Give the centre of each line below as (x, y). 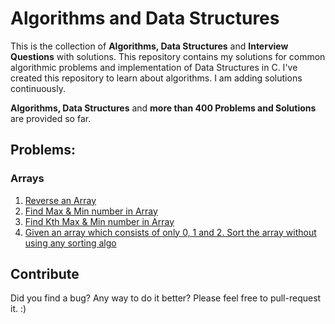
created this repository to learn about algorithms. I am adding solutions (156, 78)
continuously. (38, 88)
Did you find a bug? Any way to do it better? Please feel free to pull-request (166, 298)
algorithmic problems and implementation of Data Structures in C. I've (154, 67)
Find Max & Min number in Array (91, 211)
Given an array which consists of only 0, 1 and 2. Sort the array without (170, 232)
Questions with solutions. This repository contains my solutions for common (168, 56)
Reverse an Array (60, 200)
